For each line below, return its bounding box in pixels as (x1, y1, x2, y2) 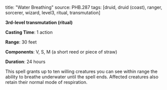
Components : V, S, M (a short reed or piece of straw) (5, 49, 118, 55)
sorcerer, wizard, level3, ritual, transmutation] (5, 10, 101, 16)
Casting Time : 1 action (5, 29, 53, 35)
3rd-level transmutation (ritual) (5, 20, 73, 25)
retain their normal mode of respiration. (5, 79, 88, 85)
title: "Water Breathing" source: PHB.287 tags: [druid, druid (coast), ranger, (5, 5, 162, 10)
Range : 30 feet (5, 39, 37, 45)
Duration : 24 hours (5, 59, 46, 65)
